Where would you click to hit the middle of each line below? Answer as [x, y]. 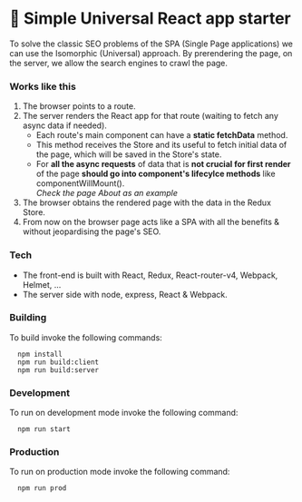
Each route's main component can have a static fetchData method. [162, 135]
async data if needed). [64, 125]
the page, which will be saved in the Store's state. [129, 154]
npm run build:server [58, 370]
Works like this [43, 86]
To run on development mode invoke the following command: [124, 413]
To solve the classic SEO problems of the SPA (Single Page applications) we [151, 44]
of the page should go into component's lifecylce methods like [156, 174]
